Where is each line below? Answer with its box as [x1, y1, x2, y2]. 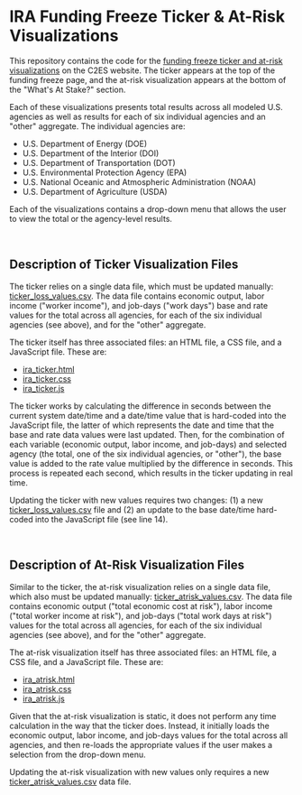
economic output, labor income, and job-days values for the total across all [9, 729, 288, 741]
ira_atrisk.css [22, 683, 72, 694]
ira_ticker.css [22, 373, 72, 384]
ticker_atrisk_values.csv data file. [9, 776, 132, 787]
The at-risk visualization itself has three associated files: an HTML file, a [9, 647, 277, 658]
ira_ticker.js [22, 383, 65, 393]
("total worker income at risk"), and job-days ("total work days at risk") [9, 610, 272, 621]
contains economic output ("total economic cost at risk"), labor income [9, 600, 273, 611]
